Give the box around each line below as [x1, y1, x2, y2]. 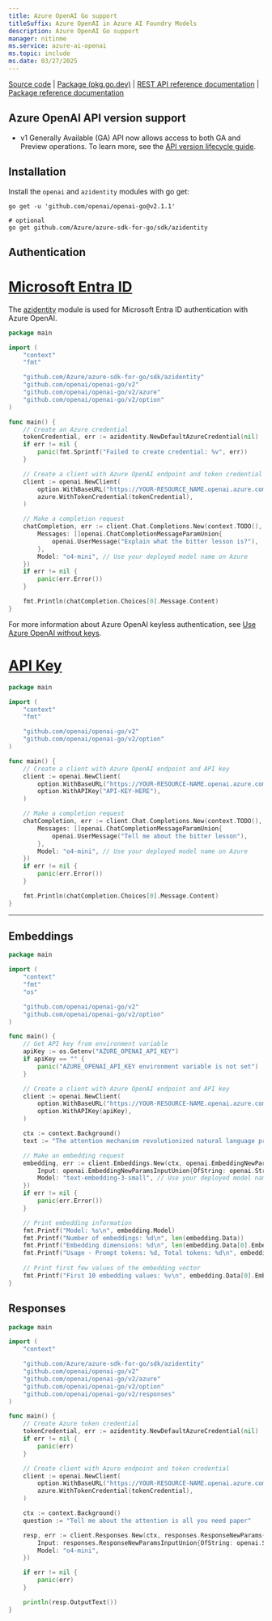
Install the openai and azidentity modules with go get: [8, 186, 189, 196]
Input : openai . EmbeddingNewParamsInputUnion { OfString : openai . [37, 1167, 255, 1175]
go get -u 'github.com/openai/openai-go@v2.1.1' [8, 202, 176, 211]
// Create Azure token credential [23, 1419, 139, 1428]
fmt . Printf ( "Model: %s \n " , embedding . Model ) [23, 1226, 176, 1235]
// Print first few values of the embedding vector [23, 1265, 201, 1273]
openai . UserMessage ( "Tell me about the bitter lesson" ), [51, 832, 249, 840]
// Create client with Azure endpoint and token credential [23, 1464, 230, 1473]
